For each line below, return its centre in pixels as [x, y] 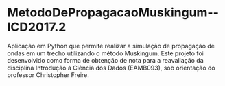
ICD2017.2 [37, 27]
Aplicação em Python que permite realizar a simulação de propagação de [111, 46]
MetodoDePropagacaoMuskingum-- [113, 13]
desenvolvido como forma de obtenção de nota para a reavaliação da [105, 60]
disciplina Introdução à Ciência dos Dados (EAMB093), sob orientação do [111, 68]
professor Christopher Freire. [48, 75]
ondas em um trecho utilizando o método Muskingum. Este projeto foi [105, 53]
